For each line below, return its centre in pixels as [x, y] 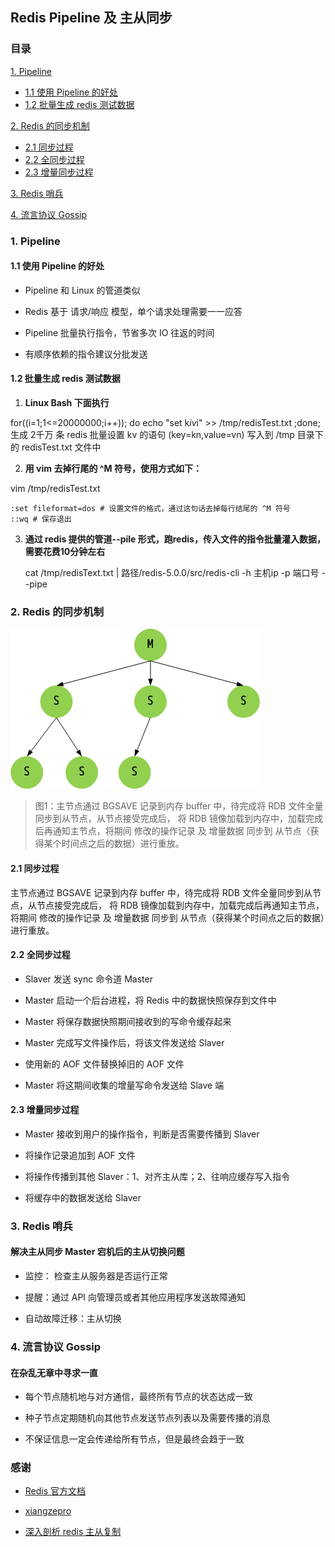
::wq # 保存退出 [41, 519]
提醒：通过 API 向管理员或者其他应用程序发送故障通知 [135, 1297]
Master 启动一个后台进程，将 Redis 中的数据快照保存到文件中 [150, 1000]
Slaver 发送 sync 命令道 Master [88, 979]
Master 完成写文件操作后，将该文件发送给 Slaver [124, 1042]
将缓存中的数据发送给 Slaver [83, 1197]
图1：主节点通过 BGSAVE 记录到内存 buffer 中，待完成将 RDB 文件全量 [179, 806]
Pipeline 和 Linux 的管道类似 [82, 290]
